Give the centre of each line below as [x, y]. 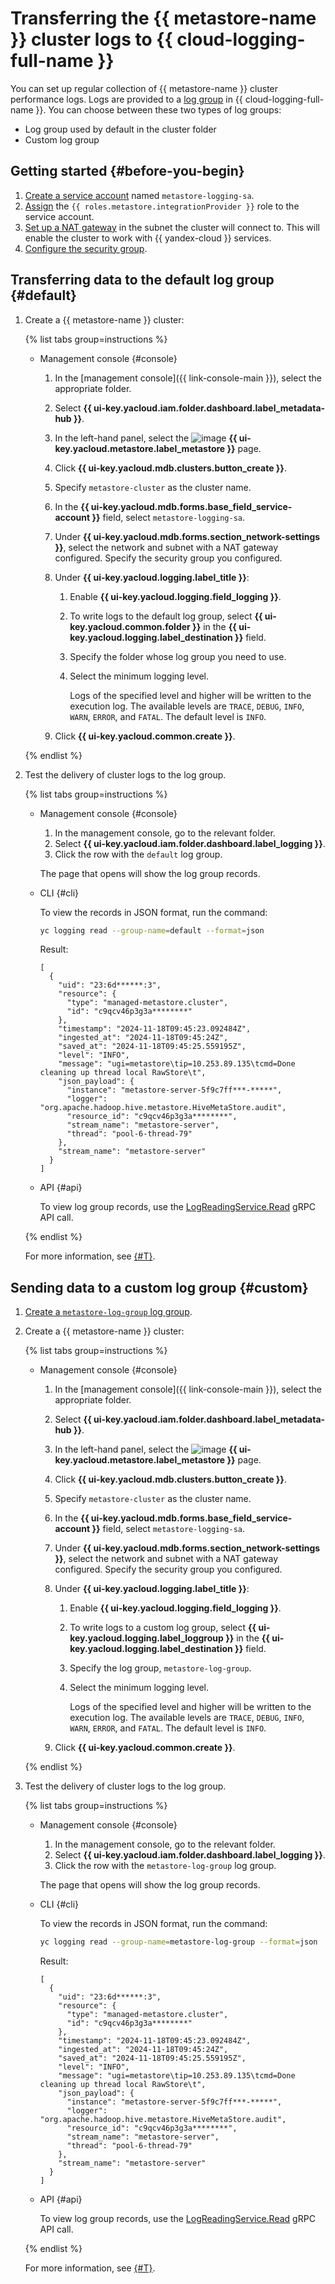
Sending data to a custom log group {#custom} [159, 1287]
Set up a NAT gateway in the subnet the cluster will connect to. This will [172, 227]
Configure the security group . [86, 248]
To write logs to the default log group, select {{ [166, 616]
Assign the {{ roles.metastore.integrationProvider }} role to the [162, 206]
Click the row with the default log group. [138, 854]
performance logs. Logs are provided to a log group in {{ [126, 99]
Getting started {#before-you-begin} [127, 171]
